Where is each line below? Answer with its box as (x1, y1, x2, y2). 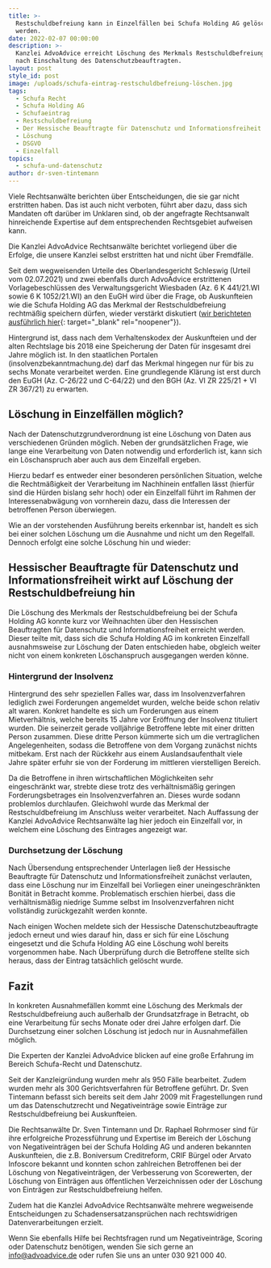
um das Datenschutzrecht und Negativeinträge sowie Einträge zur (8, 1101, 227, 1111)
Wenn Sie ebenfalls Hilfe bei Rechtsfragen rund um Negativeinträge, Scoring (8, 1233, 263, 1243)
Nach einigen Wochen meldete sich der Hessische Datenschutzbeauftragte (8, 922, 259, 931)
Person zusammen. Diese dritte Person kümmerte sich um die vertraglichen (8, 731, 260, 741)
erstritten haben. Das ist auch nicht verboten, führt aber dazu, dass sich (8, 200, 248, 210)
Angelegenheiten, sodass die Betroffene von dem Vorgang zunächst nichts (8, 740, 258, 750)
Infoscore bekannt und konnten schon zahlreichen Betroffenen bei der (8, 1159, 242, 1169)
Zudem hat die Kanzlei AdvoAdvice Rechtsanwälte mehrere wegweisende (8, 1200, 254, 1211)
